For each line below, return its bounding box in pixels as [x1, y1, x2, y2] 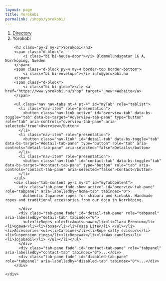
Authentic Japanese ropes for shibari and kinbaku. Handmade [23, 193, 153, 198]
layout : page [5, 7, 32, 12]
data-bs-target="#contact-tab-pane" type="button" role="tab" [5, 163, 137, 168]
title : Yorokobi [5, 12, 39, 17]
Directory [12, 30, 32, 36]
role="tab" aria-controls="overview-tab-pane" [5, 119, 104, 125]
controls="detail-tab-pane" [5, 145, 64, 150]
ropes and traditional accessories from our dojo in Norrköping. [5, 198, 144, 203]
